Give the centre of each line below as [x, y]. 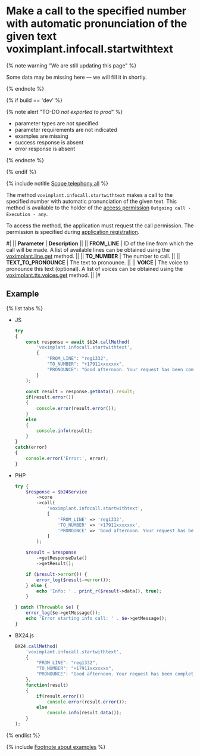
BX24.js [24, 635]
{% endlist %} [23, 735]
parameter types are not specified [57, 123]
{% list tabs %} [25, 308]
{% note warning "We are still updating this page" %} [71, 65]
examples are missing [41, 136]
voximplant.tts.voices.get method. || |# [54, 275]
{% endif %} [21, 172]
